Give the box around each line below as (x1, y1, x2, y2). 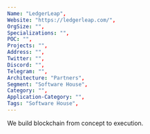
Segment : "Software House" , (7, 81, 88, 88)
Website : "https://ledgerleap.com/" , (7, 17, 116, 23)
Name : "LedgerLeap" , (7, 10, 67, 17)
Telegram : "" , (7, 68, 48, 75)
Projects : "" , (7, 42, 48, 49)
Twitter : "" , (7, 55, 45, 62)
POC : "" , (7, 36, 32, 43)
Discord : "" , (7, 61, 45, 68)
